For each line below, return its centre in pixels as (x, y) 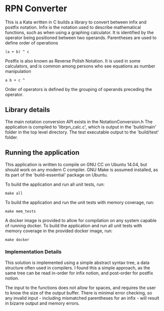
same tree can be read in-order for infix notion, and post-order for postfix (79, 273)
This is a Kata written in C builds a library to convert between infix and (76, 22)
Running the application (42, 153)
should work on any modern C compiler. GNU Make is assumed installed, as (82, 170)
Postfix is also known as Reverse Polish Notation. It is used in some (73, 61)
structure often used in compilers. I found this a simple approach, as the (78, 267)
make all (14, 193)
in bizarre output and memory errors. (42, 303)
